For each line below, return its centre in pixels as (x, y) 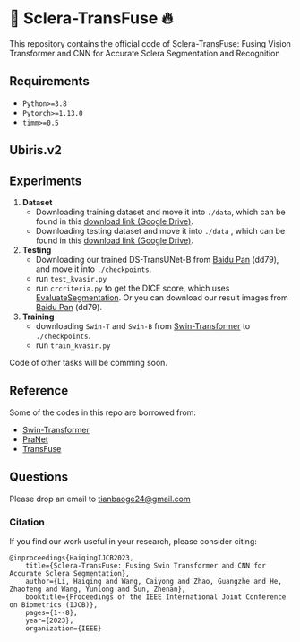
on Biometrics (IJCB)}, (54, 604)
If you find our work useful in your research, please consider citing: (133, 541)
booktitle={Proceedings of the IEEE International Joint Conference (156, 597)
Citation (27, 522)
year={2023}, (50, 620)
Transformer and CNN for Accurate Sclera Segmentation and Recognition (145, 53)
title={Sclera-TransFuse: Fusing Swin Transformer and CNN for (146, 565)
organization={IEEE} (64, 628)
